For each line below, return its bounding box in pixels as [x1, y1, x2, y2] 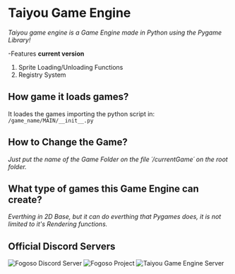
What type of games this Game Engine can [8, 182, 200, 194]
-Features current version [8, 49, 85, 58]
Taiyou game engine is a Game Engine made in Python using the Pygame [8, 28, 222, 37]
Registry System [18, 70, 66, 79]
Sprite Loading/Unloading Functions [18, 63, 123, 71]
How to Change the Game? [8, 136, 128, 149]
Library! [8, 35, 31, 44]
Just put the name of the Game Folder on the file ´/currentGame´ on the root [8, 155, 228, 163]
